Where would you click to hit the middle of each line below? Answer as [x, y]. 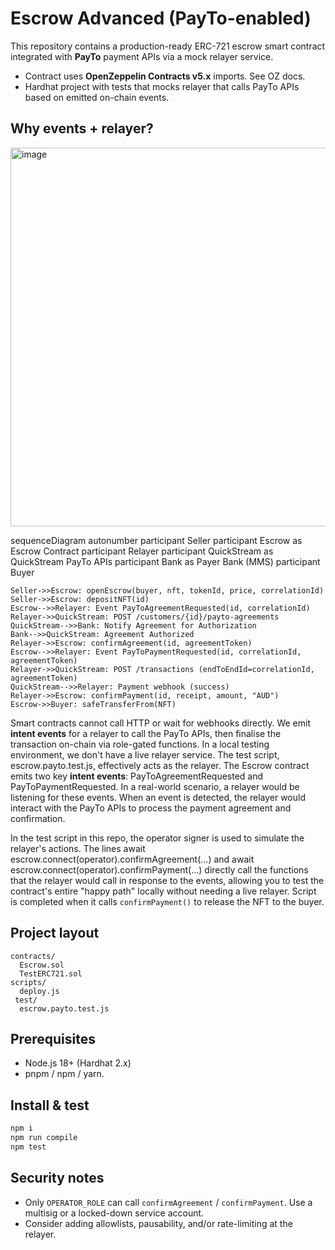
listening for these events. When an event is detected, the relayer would [158, 797]
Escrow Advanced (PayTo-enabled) [161, 18]
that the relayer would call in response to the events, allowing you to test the [167, 880]
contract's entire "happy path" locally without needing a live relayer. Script [163, 891]
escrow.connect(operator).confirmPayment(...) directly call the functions [159, 869]
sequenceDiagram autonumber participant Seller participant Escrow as [156, 540]
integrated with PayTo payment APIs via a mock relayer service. [142, 56]
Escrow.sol [42, 965]
